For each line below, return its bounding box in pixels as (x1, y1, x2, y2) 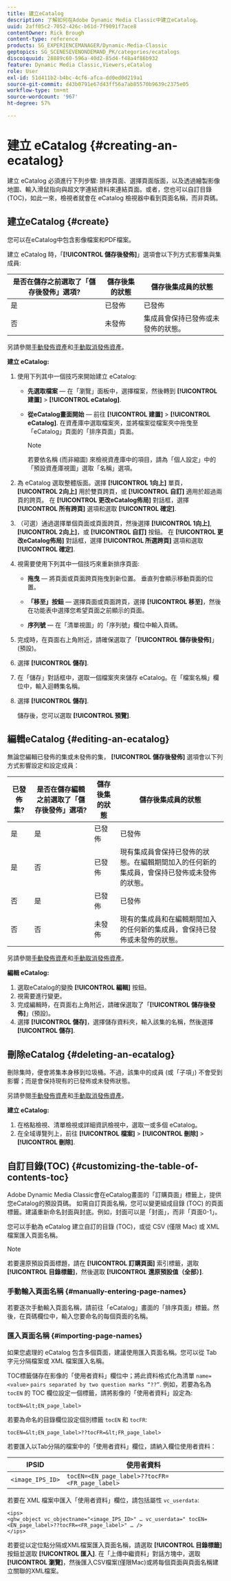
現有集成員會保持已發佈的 (120, 847, 203, 857)
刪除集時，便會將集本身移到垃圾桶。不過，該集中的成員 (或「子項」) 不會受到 (7, 1068, 223, 1076)
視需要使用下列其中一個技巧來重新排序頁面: (16, 559, 140, 567)
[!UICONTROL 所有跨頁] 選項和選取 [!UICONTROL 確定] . (16, 504, 177, 512)
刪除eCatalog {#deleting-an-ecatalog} (7, 1049, 175, 1060)
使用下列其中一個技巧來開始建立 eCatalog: (16, 372, 137, 380)
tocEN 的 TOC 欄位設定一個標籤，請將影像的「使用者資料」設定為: (7, 1389, 193, 1397)
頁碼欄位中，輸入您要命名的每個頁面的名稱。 (25, 1312, 152, 1320)
